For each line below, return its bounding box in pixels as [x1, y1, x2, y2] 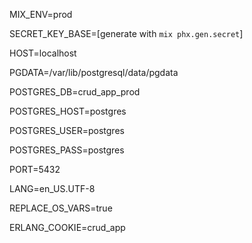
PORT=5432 [9, 164, 61, 175]
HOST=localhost [9, 47, 77, 59]
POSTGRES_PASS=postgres [9, 144, 125, 156]
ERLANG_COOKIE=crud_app [9, 222, 126, 233]
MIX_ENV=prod [9, 9, 73, 20]
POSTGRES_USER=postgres [9, 125, 125, 136]
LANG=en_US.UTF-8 [9, 183, 96, 194]
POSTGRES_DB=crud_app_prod [9, 86, 141, 98]
